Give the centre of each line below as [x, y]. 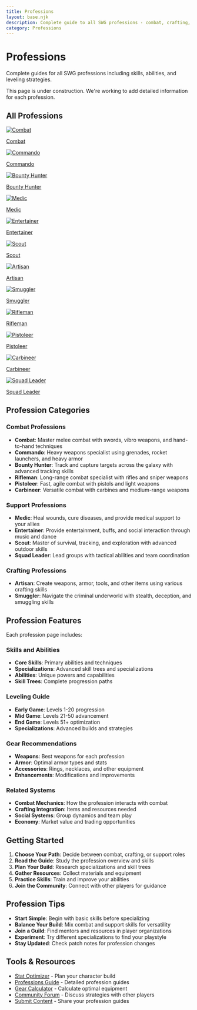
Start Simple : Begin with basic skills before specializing [82, 918]
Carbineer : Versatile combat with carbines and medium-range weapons [102, 490]
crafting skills [31, 590]
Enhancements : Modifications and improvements [75, 775]
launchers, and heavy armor [49, 459]
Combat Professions [36, 427]
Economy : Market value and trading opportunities [75, 822]
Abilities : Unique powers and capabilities [64, 675]
